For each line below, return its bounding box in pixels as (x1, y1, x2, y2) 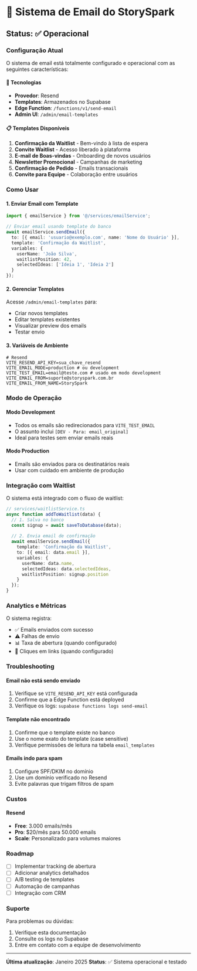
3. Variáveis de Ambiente (6, 342, 69, 349)
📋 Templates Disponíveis (6, 124, 70, 131)
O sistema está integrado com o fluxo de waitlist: (6, 495, 124, 502)
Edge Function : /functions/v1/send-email (14, 105, 117, 112)
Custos (6, 795, 28, 803)
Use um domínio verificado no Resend (14, 774, 107, 781)
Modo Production (6, 448, 50, 455)
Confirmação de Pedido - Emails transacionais (14, 165, 128, 172)
